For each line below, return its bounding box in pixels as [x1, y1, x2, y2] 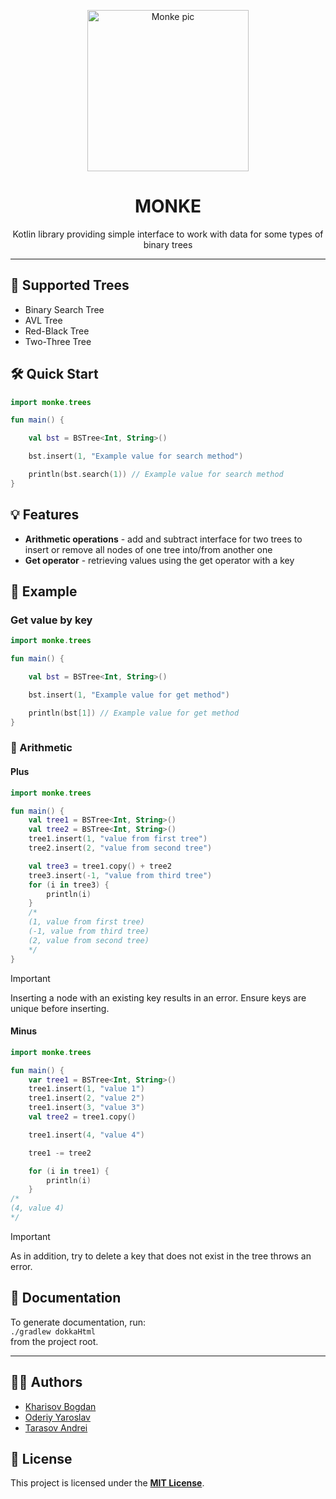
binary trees [143, 238, 193, 250]
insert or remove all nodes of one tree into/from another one [24, 543, 273, 555]
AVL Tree [24, 314, 63, 326]
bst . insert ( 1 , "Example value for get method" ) [28, 690, 230, 700]
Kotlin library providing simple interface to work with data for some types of [12, 228, 324, 240]
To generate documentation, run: [10, 1316, 147, 1328]
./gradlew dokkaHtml [10, 1326, 97, 1337]
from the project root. [10, 1335, 99, 1347]
